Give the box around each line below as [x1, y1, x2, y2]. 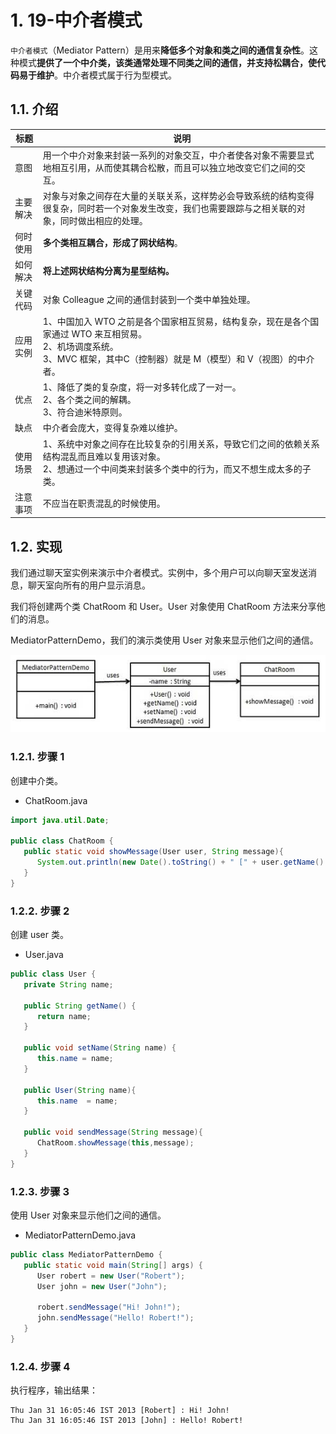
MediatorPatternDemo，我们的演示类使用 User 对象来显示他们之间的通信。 [10, 634, 319, 646]
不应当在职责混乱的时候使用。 [42, 497, 166, 509]
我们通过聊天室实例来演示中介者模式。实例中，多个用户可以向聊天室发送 [10, 567, 308, 579]
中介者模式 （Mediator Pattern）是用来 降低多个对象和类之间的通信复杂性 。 [10, 44, 310, 56]
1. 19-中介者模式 [10, 9, 143, 32]
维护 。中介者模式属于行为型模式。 [36, 69, 177, 81]
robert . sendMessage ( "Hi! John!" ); [36, 1302, 182, 1313]
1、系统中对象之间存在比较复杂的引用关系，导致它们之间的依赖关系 [42, 437, 320, 450]
